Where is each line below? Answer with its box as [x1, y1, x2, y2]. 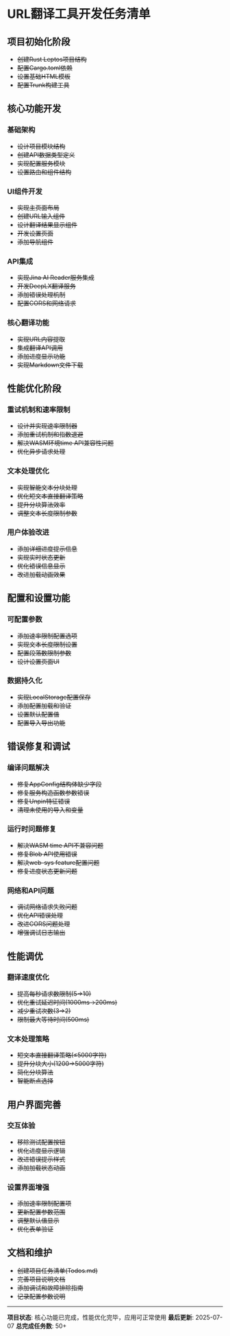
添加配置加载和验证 [16, 701, 72, 710]
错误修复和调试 [7, 741, 71, 752]
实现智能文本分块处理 [16, 483, 77, 491]
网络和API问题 [7, 885, 55, 895]
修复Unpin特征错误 [16, 797, 71, 805]
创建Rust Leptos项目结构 [16, 56, 87, 63]
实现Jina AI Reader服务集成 [16, 274, 94, 282]
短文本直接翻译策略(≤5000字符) [16, 1051, 107, 1060]
